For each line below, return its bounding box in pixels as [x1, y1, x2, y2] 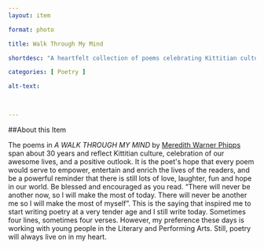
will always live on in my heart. [8, 232, 108, 241]
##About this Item [8, 125, 67, 134]
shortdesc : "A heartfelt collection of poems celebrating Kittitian [8, 54, 237, 62]
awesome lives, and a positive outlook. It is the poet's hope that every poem [8, 156, 255, 166]
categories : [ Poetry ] [8, 68, 86, 76]
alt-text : [8, 82, 41, 90]
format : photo [8, 25, 55, 34]
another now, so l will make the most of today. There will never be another [8, 190, 247, 200]
